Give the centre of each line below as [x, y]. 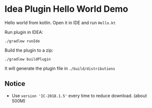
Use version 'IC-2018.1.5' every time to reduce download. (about [79, 95]
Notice [15, 84]
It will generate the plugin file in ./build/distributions [60, 68]
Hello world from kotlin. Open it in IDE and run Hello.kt [60, 23]
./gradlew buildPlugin [28, 59]
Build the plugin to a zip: [29, 50]
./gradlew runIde [22, 41]
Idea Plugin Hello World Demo [66, 9]
